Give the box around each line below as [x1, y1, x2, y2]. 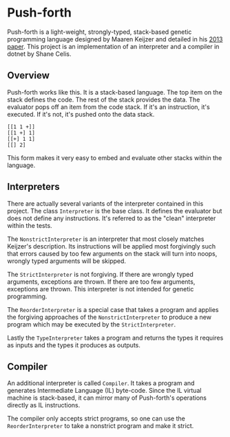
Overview [7, 70, 50, 81]
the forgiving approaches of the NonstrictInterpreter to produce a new [7, 313, 212, 321]
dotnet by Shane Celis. [7, 50, 72, 58]
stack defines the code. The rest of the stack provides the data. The [7, 95, 200, 104]
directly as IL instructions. [7, 401, 81, 409]
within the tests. [7, 221, 53, 229]
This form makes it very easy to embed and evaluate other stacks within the [7, 153, 222, 162]
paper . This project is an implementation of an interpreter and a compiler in [7, 42, 220, 50]
